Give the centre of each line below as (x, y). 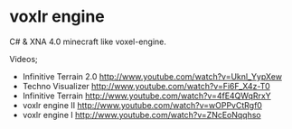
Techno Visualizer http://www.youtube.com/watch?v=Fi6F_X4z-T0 (146, 86)
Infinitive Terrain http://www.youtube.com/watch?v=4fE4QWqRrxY (146, 96)
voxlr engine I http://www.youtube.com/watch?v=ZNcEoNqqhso (141, 115)
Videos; (24, 59)
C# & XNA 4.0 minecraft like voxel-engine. (88, 41)
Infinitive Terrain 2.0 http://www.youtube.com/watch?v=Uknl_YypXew (152, 76)
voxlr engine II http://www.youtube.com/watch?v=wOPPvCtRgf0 (142, 105)
